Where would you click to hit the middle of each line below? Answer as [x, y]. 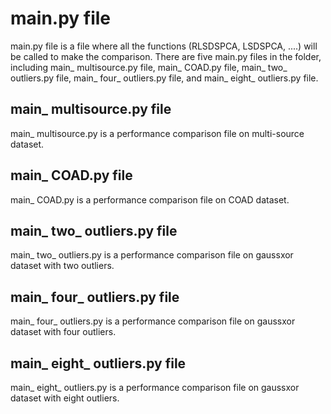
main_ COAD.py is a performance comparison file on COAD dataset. [150, 199]
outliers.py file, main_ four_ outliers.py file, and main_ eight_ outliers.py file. [164, 78]
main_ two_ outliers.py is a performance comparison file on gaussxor [152, 255]
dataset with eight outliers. [65, 398]
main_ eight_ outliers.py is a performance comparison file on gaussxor [155, 387]
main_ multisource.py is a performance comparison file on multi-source [157, 133]
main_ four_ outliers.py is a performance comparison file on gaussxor [153, 321]
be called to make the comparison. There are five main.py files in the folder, [166, 56]
